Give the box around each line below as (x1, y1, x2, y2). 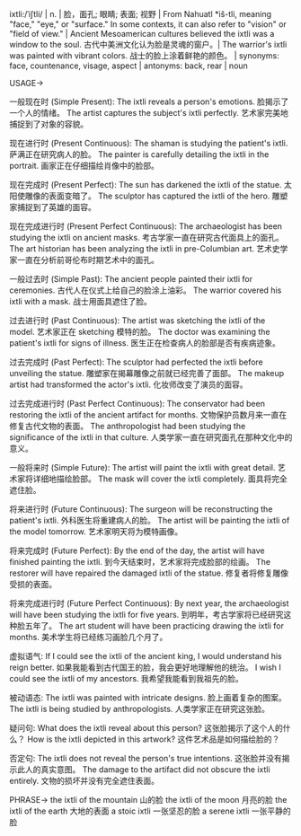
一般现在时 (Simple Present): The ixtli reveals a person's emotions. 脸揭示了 (9, 96, 289, 107)
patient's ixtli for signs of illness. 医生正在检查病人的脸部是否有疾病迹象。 (9, 338, 280, 348)
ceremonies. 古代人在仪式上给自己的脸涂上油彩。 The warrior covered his (9, 285, 282, 295)
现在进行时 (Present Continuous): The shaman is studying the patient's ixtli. (9, 138, 288, 148)
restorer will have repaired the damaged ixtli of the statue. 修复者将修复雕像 (9, 568, 289, 578)
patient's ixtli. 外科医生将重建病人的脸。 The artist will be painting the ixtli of (9, 515, 290, 525)
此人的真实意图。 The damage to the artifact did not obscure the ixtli (16, 764, 271, 775)
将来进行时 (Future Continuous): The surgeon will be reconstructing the (9, 504, 273, 515)
